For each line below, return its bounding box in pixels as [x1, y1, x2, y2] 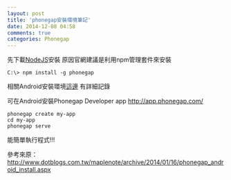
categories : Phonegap [7, 36, 70, 43]
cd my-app [7, 117, 36, 124]
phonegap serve [7, 123, 51, 130]
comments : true [7, 29, 51, 37]
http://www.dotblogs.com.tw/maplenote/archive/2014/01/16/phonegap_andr [7, 158, 224, 166]
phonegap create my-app [7, 111, 76, 118]
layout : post [7, 10, 45, 17]
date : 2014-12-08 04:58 [7, 23, 76, 30]
